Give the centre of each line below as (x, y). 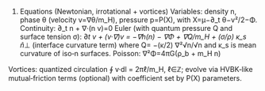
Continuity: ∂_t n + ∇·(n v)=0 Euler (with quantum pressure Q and (126, 28)
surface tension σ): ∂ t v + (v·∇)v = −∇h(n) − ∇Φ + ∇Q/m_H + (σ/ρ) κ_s (133, 36)
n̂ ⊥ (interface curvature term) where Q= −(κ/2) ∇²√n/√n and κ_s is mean (138, 45)
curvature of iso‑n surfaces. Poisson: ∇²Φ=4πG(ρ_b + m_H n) (120, 53)
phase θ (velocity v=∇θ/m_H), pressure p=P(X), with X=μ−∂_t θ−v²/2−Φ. (138, 20)
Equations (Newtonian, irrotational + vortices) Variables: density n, (128, 11)
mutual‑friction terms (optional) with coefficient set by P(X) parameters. (125, 78)
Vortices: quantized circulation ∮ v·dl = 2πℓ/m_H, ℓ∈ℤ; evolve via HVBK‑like (131, 69)
